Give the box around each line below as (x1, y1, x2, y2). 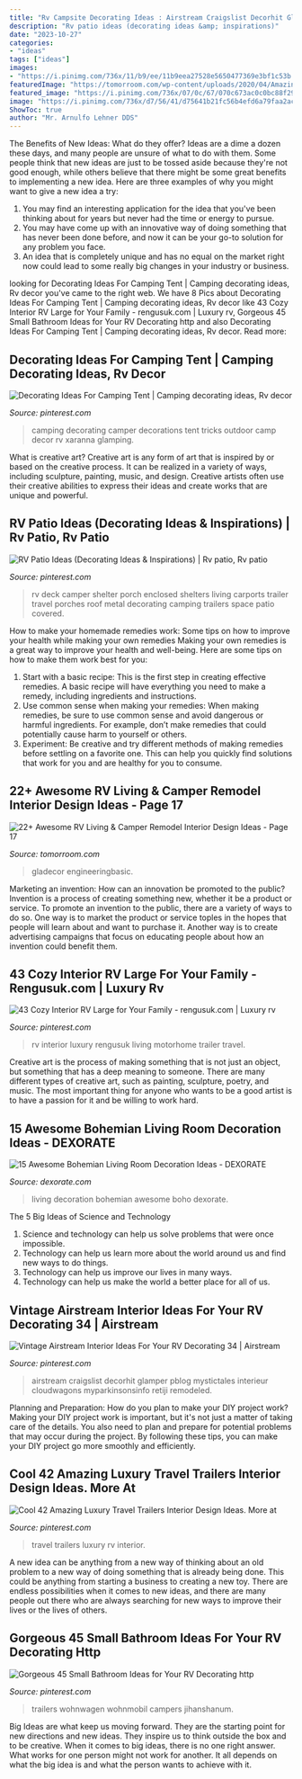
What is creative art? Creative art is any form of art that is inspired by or (9, 451, 275, 462)
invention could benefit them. (9, 941, 119, 952)
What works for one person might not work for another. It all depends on (9, 1749, 278, 1760)
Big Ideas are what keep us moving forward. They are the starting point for (9, 1721, 286, 1731)
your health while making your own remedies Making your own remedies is (9, 635, 287, 646)
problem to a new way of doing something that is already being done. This (9, 1566, 285, 1577)
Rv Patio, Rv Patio (9, 530, 110, 545)
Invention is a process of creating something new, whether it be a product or (9, 892, 292, 904)
